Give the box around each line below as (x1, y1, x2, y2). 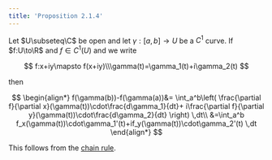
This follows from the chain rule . (8, 143, 116, 153)
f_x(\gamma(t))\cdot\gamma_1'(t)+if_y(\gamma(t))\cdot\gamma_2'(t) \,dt (15, 119, 257, 128)
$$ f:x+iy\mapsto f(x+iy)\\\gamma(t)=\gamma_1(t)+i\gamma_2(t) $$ (24, 61, 249, 71)
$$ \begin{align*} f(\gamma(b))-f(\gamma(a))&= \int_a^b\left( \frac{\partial (11, 93, 261, 102)
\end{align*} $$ (110, 127, 163, 136)
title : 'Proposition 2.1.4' (8, 11, 104, 20)
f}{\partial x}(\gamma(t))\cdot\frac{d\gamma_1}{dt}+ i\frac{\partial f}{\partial (8, 101, 265, 110)
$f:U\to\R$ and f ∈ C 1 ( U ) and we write (8, 44, 137, 55)
